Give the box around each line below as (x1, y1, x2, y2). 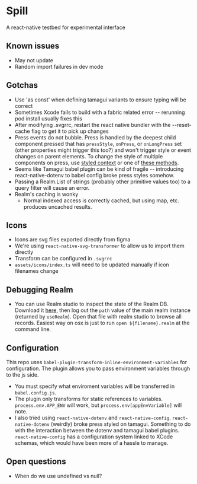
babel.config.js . (14, 389, 57, 396)
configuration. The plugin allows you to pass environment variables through (6, 365, 190, 372)
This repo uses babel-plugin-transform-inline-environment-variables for (6, 359, 188, 365)
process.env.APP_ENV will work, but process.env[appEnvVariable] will (14, 402, 182, 409)
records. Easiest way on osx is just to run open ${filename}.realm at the (14, 319, 190, 327)
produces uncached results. (23, 203, 92, 210)
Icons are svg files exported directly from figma (14, 236, 131, 243)
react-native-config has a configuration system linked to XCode (14, 433, 173, 440)
